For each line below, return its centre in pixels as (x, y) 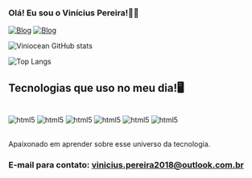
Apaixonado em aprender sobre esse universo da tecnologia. (109, 144)
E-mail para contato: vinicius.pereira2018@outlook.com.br (126, 165)
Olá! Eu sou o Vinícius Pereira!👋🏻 (74, 13)
